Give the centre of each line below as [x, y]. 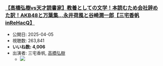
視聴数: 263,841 [28, 41]
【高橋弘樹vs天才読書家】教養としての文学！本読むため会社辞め [81, 7]
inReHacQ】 [20, 22]
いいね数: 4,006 [29, 47]
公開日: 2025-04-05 [33, 34]
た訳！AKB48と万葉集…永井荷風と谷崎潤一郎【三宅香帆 [72, 15]
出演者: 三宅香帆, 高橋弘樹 [39, 53]
